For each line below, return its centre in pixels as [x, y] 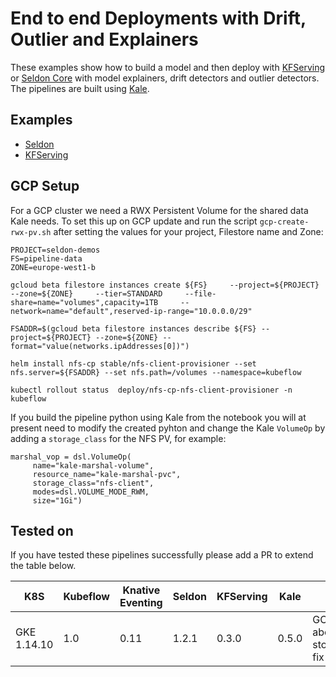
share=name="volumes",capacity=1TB [84, 302]
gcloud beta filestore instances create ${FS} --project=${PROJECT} [165, 285]
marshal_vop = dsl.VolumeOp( [71, 457]
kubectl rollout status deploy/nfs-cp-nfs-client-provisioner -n [151, 390]
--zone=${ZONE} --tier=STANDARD [86, 293]
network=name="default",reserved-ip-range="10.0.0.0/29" [131, 311]
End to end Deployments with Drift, [158, 18]
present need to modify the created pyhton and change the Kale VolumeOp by [168, 428]
